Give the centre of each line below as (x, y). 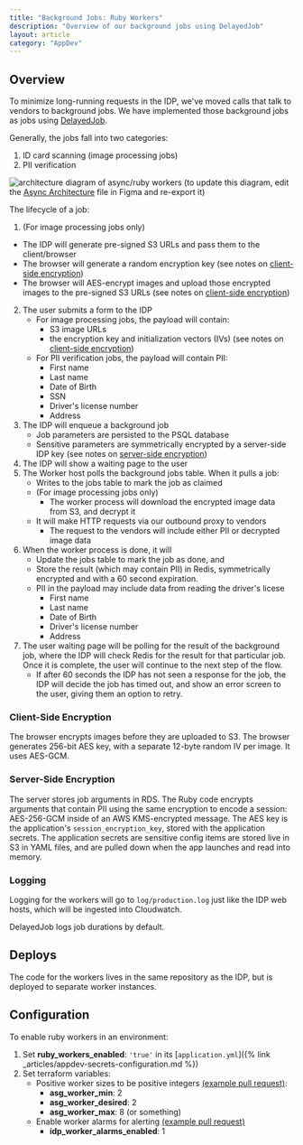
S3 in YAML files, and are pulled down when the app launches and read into (150, 847)
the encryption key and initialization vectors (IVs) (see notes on (166, 339)
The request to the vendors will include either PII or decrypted (165, 531)
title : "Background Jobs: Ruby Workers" (87, 18)
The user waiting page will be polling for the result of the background (151, 646)
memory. (26, 856)
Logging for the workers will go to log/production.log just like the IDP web (148, 899)
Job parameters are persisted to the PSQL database (133, 435)
